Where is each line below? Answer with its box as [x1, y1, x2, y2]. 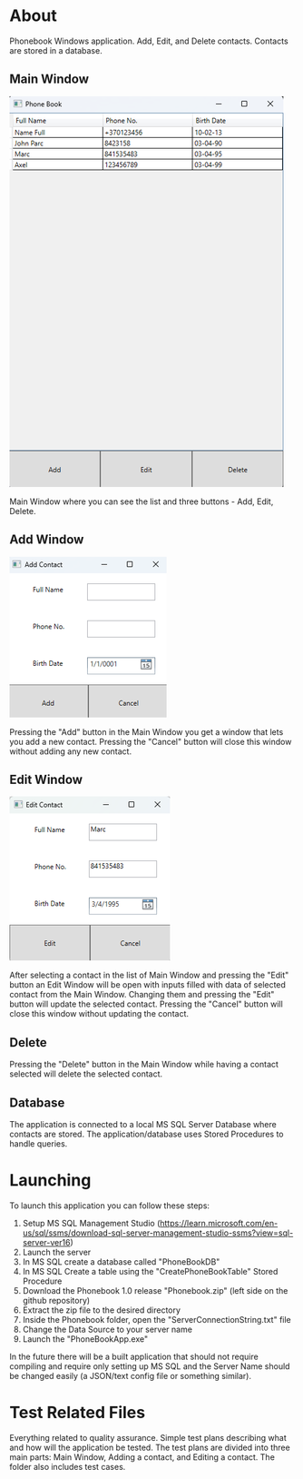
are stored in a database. [9, 45, 103, 55]
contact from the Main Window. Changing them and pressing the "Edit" [9, 989, 275, 1000]
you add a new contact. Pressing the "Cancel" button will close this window [9, 736, 292, 747]
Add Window [9, 532, 84, 548]
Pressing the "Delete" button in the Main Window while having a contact [9, 1059, 279, 1070]
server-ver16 [22, 1236, 71, 1247]
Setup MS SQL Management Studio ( [22, 1217, 161, 1228]
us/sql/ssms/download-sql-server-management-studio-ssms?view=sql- [22, 1227, 294, 1238]
